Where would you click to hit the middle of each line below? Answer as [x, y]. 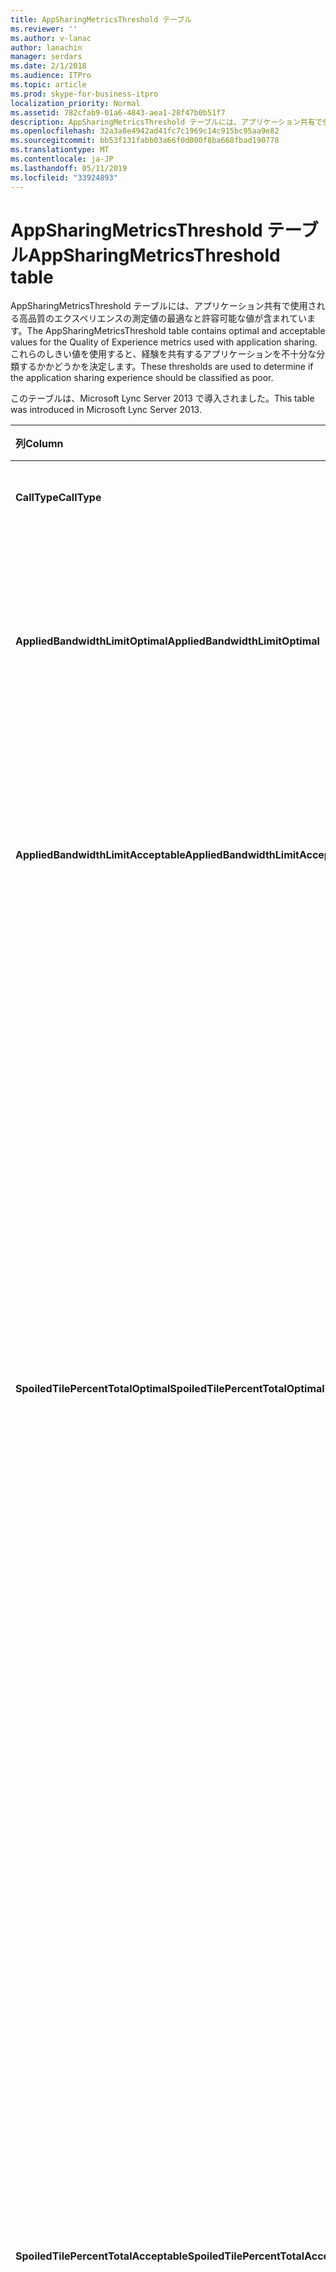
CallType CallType [58, 498]
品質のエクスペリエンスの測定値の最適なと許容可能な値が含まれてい [167, 318]
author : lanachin [46, 47]
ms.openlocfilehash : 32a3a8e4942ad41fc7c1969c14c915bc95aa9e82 [145, 131]
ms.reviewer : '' [44, 29]
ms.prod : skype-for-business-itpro [84, 94]
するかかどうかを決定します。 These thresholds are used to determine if [166, 367]
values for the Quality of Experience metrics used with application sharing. [164, 342]
